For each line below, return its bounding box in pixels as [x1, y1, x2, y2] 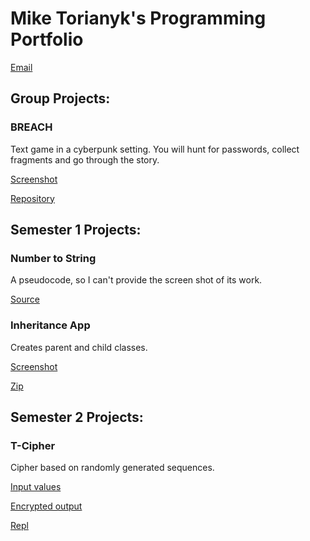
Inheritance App [10, 318, 91, 332]
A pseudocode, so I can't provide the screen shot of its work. [10, 274, 263, 286]
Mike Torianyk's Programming [10, 7, 267, 30]
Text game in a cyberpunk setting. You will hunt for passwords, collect [10, 143, 300, 155]
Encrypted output [10, 500, 83, 512]
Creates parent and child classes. [10, 341, 148, 353]
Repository [10, 192, 55, 204]
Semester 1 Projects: [10, 222, 142, 239]
